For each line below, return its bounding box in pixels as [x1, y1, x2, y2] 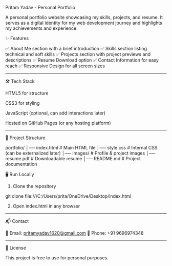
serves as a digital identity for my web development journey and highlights [5, 20, 162, 26]
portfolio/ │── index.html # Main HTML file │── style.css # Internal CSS [5, 145, 158, 150]
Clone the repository [12, 183, 56, 189]
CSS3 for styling [5, 100, 40, 106]
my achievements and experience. [5, 25, 78, 31]
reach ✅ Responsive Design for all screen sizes [5, 63, 105, 69]
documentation [5, 161, 37, 167]
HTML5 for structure [5, 90, 49, 96]
